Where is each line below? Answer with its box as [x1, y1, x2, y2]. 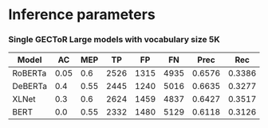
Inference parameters [8, 6, 156, 24]
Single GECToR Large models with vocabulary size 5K [8, 34, 221, 45]
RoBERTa [12, 68, 47, 79]
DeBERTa [12, 81, 48, 92]
